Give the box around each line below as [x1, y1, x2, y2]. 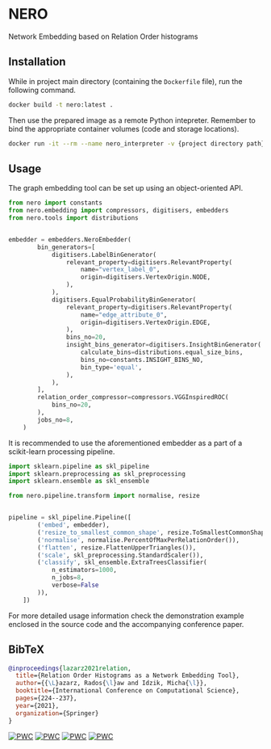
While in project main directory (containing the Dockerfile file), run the [8, 76, 243, 86]
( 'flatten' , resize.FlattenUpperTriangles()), [37, 543, 197, 552]
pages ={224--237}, [15, 694, 78, 702]
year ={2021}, [15, 701, 60, 709]
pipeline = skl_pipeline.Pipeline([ [8, 514, 131, 522]
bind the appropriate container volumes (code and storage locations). [8, 124, 240, 133]
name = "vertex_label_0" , [80, 266, 161, 274]
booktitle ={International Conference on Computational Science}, [15, 687, 240, 695]
